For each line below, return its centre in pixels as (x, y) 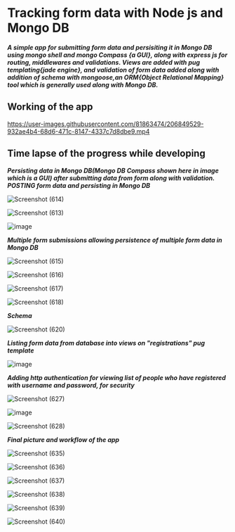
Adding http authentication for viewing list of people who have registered (117, 377)
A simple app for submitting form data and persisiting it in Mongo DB (110, 47)
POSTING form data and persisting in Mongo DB (79, 185)
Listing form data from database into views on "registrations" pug (106, 343)
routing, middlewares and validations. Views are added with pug (104, 62)
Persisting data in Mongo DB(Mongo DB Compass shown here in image (113, 170)
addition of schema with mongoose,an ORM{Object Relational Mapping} (116, 77)
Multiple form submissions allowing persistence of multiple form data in (115, 240)
